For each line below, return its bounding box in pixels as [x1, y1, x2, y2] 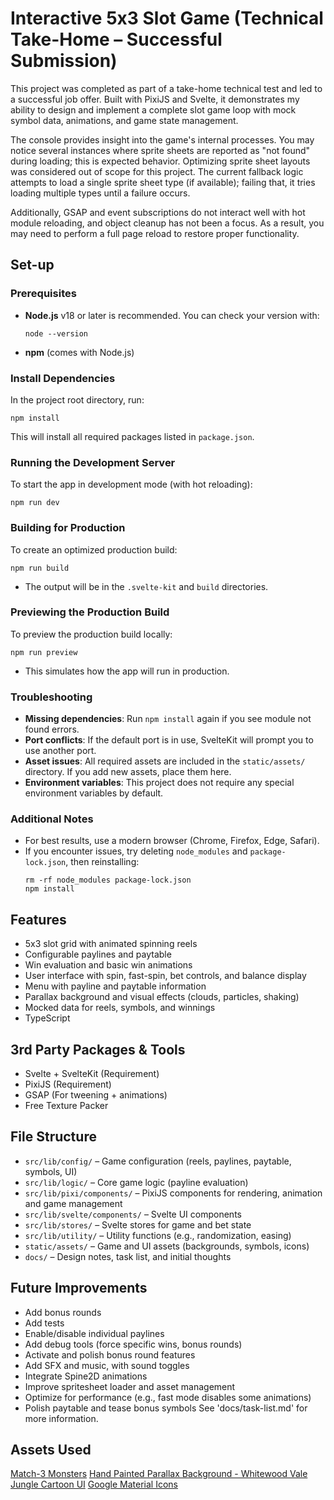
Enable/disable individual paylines [24, 1327, 165, 1339]
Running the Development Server [10, 455, 176, 469]
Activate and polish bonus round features [24, 1348, 196, 1361]
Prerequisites [10, 287, 77, 301]
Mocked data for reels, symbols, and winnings [24, 1002, 216, 1014]
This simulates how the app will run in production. [24, 665, 230, 677]
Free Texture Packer [24, 1100, 109, 1112]
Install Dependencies [10, 371, 116, 385]
